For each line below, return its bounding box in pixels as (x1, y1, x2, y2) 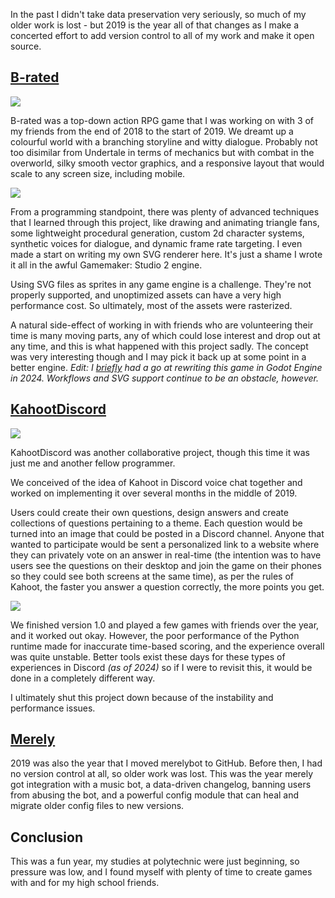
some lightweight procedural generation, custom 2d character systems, (10, 227, 305, 239)
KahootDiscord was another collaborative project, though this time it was (10, 446, 310, 458)
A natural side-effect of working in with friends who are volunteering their (10, 319, 314, 331)
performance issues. (10, 702, 96, 714)
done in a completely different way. (10, 672, 156, 684)
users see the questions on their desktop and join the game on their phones (10, 559, 322, 571)
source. (10, 40, 42, 52)
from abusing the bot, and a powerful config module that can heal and (10, 789, 300, 801)
